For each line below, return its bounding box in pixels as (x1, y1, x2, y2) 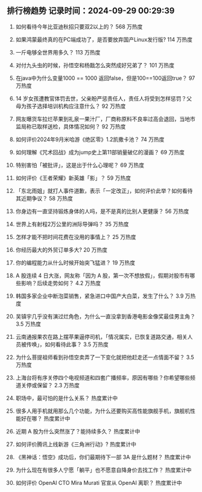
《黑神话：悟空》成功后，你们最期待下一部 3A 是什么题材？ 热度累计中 (15, 453, 191, 461)
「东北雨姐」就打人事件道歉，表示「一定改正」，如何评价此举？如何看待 (15, 187, 193, 194)
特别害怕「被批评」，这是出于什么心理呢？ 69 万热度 (15, 161, 145, 168)
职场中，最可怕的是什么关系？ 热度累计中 (15, 394, 118, 401)
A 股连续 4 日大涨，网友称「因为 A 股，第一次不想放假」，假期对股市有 (15, 272, 190, 279)
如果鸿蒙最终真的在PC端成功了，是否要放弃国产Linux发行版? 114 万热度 (15, 36, 192, 43)
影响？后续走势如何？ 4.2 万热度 (21, 279, 101, 286)
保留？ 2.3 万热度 (36, 381, 80, 389)
